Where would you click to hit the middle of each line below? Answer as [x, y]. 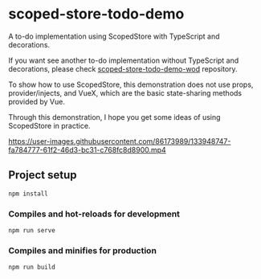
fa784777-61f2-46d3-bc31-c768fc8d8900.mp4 [87, 150]
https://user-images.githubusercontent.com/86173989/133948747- [120, 141]
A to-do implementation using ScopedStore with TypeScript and [114, 36]
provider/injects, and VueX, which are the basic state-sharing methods [125, 92]
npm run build [32, 267]
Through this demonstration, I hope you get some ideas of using [114, 117]
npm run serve [32, 231]
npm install [28, 194]
